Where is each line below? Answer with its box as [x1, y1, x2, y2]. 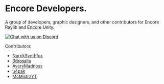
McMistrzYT [12, 73, 38, 79]
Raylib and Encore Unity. [5, 24, 55, 30]
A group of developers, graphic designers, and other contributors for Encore [5, 19, 159, 25]
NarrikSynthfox [12, 52, 43, 59]
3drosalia [12, 58, 31, 63]
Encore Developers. [5, 3, 87, 14]
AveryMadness [12, 63, 43, 69]
